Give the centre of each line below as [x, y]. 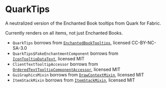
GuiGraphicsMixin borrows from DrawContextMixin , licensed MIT [78, 74]
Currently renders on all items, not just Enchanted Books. [64, 33]
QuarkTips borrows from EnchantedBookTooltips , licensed [71, 42]
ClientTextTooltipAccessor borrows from [55, 64]
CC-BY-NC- [144, 42]
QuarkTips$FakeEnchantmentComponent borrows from [65, 53]
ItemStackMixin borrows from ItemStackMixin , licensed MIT [74, 80]
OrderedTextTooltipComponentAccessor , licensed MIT [66, 69]
